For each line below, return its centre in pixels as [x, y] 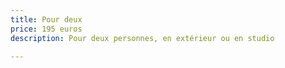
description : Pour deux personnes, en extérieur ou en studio [142, 38]
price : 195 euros [46, 29]
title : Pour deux [46, 19]
